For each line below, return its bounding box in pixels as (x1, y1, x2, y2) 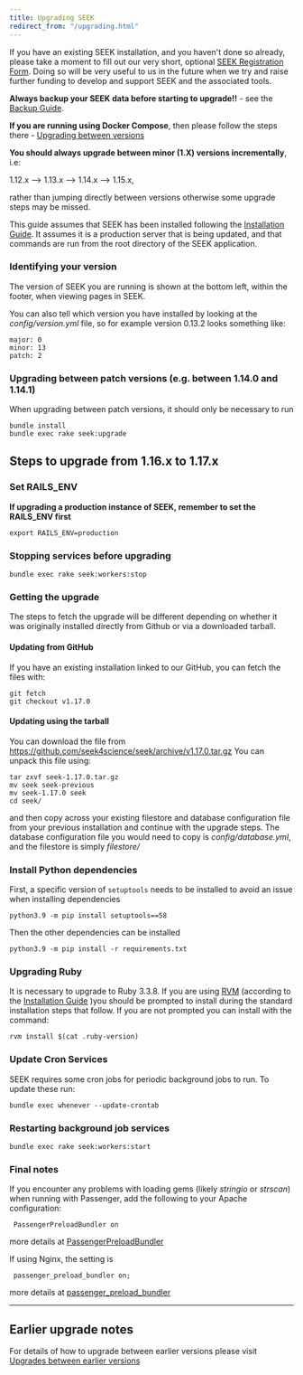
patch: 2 (9, 351, 42, 360)
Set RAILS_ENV (9, 481, 78, 494)
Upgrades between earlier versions (9, 1355, 141, 1366)
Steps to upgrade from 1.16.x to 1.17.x (9, 454, 219, 469)
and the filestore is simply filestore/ (9, 841, 141, 852)
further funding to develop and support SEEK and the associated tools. (9, 75, 272, 86)
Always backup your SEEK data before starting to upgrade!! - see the (9, 92, 273, 104)
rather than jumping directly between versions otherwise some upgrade (9, 192, 276, 202)
